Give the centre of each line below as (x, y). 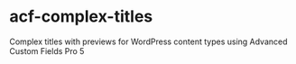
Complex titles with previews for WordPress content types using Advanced (148, 41)
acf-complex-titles (81, 17)
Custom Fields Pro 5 (47, 50)
